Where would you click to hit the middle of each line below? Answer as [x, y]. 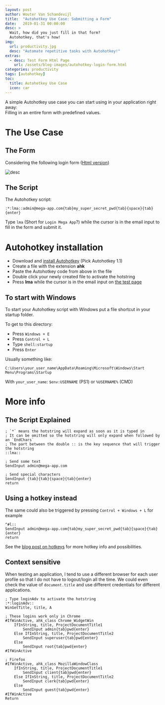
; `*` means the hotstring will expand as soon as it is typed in [75, 431]
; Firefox [15, 660]
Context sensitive [33, 562]
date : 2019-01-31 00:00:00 [35, 23]
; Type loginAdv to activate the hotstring [51, 599]
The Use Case [34, 132]
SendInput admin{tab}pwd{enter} [56, 629]
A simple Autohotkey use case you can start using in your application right [81, 102]
